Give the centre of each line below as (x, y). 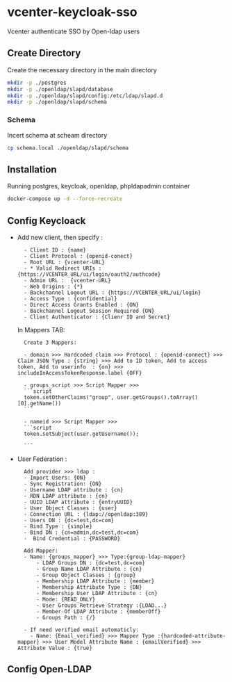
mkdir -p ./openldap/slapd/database (60, 89)
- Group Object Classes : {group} (86, 575)
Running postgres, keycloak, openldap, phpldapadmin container (99, 186)
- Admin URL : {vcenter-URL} (67, 280)
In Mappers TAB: (41, 330)
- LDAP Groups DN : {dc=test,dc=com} (91, 563)
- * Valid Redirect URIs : (63, 268)
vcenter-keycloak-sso (72, 12)
